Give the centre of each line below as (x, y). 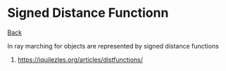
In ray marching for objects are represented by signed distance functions (113, 46)
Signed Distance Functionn (88, 13)
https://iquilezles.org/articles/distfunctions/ (80, 59)
